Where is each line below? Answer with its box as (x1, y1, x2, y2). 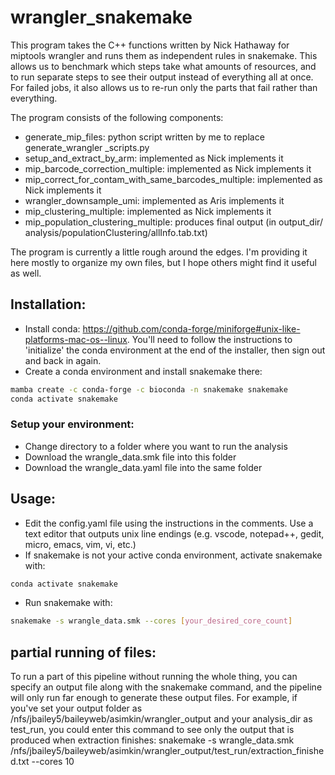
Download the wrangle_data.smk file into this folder (24, 451, 237, 463)
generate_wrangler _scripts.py (24, 141, 150, 153)
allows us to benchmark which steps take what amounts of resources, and (10, 60, 317, 72)
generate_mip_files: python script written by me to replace (24, 131, 265, 143)
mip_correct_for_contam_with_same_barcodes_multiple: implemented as (24, 173, 323, 185)
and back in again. (24, 354, 102, 366)
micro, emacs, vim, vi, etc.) (24, 538, 137, 550)
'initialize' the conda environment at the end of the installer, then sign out (24, 344, 326, 356)
